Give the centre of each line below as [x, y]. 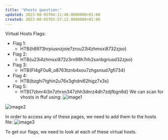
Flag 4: [20, 76]
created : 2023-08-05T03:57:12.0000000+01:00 [53, 19]
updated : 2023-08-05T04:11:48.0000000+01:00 [53, 15]
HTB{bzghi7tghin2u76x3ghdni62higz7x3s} [65, 81]
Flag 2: [20, 54]
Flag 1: [19, 43]
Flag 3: [20, 65]
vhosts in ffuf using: [41, 97]
